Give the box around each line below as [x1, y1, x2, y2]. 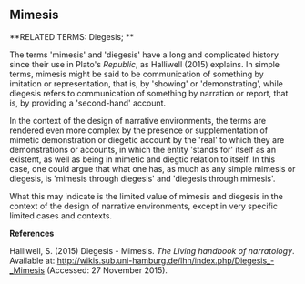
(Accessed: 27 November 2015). [46, 264, 168, 276]
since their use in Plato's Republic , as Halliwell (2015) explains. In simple [9, 58, 280, 69]
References [9, 228, 55, 238]
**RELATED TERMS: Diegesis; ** [9, 31, 135, 42]
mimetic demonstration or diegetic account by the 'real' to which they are [9, 134, 285, 145]
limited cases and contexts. [9, 209, 112, 221]
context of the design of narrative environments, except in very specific [9, 200, 278, 211]
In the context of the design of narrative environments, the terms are [9, 115, 267, 126]
